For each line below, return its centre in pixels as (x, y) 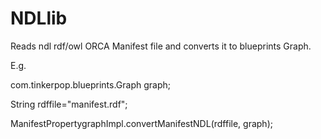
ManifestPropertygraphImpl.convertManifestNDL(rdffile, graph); (141, 123)
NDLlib (39, 18)
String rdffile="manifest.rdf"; (69, 104)
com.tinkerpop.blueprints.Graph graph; (90, 84)
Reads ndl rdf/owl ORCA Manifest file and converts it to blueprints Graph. (161, 46)
